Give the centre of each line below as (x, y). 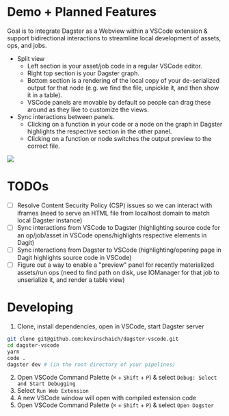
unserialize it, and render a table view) (71, 280)
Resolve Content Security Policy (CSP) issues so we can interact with (114, 205)
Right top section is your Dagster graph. (83, 73)
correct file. (43, 146)
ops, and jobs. (27, 45)
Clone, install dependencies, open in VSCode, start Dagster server (110, 326)
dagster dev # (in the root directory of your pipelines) (91, 364)
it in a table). (45, 95)
